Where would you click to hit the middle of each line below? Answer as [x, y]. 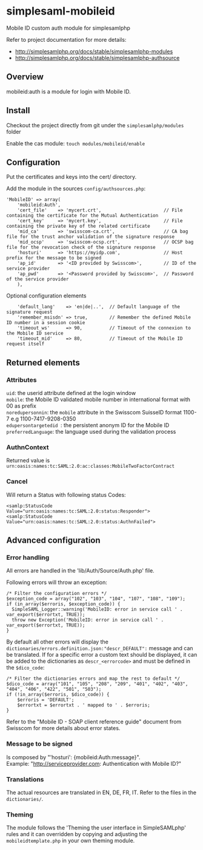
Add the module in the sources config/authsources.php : [76, 188]
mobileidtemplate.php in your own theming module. [71, 841]
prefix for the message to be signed [54, 258]
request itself [25, 344]
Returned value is [28, 460]
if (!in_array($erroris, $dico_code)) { [58, 695]
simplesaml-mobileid [61, 11]
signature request [29, 312]
